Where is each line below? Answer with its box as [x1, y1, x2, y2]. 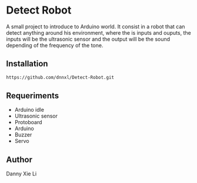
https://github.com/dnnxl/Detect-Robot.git [6, 74, 115, 80]
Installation [6, 59, 48, 69]
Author [6, 154, 32, 165]
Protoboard [14, 119, 42, 126]
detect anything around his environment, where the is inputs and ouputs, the [6, 29, 191, 36]
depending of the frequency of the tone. [6, 42, 103, 49]
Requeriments [6, 91, 59, 101]
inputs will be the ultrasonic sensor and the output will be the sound [6, 35, 171, 42]
